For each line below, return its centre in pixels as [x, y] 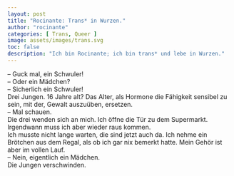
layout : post [27, 14]
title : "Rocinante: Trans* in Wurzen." [67, 21]
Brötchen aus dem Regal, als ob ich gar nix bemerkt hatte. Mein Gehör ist [115, 142]
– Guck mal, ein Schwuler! [46, 74]
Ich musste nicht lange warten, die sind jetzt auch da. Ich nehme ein [107, 134]
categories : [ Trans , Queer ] [52, 34]
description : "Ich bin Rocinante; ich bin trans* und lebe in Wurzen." [116, 54]
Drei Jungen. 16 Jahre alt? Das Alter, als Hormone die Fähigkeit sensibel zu [117, 96]
